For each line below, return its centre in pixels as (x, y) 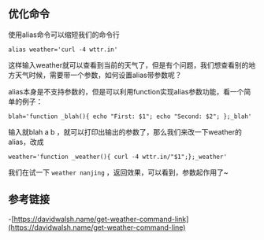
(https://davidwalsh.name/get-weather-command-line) (97, 227)
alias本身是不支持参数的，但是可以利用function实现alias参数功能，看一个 (126, 91)
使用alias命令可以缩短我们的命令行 (64, 35)
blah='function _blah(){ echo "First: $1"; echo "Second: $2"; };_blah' (130, 116)
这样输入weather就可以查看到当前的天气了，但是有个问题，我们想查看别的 (128, 65)
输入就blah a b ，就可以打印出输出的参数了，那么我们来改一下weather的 (125, 131)
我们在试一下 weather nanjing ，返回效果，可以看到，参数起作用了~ (118, 172)
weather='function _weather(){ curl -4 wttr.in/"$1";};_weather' (117, 157)
